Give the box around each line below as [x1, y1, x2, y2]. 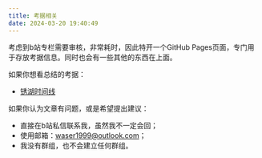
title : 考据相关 [8, 11, 58, 20]
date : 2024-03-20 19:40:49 [8, 19, 99, 27]
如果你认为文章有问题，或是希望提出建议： [8, 103, 149, 113]
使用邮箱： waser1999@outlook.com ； [19, 130, 147, 140]
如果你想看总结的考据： [8, 69, 86, 79]
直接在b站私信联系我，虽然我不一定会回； [19, 120, 159, 130]
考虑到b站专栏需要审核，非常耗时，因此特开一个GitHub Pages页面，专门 [8, 42, 248, 52]
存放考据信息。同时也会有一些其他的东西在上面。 [14, 52, 177, 62]
